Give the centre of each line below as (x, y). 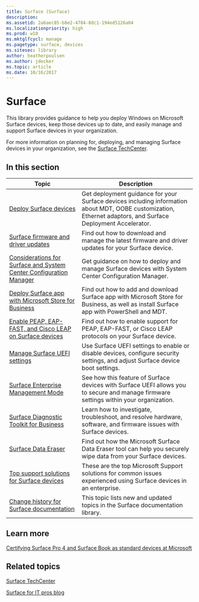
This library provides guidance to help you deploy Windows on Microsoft (95, 118)
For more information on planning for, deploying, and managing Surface (94, 142)
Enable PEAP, (28, 321)
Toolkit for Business (36, 424)
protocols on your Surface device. (129, 336)
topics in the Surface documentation (132, 505)
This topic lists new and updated (127, 498)
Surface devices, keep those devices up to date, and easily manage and (94, 125)
